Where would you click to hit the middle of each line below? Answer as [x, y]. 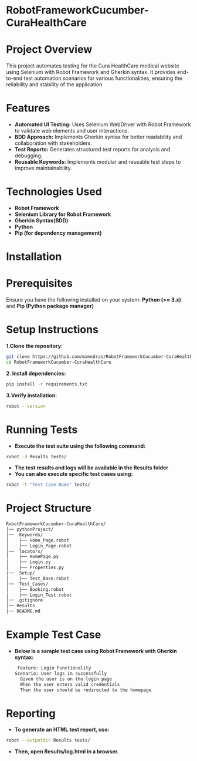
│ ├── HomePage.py [33, 557]
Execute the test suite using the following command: [80, 446]
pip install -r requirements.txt [47, 384]
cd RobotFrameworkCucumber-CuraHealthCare [59, 362]
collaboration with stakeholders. [53, 143]
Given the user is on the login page [66, 679]
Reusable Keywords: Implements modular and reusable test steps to [98, 162]
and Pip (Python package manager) [50, 306]
